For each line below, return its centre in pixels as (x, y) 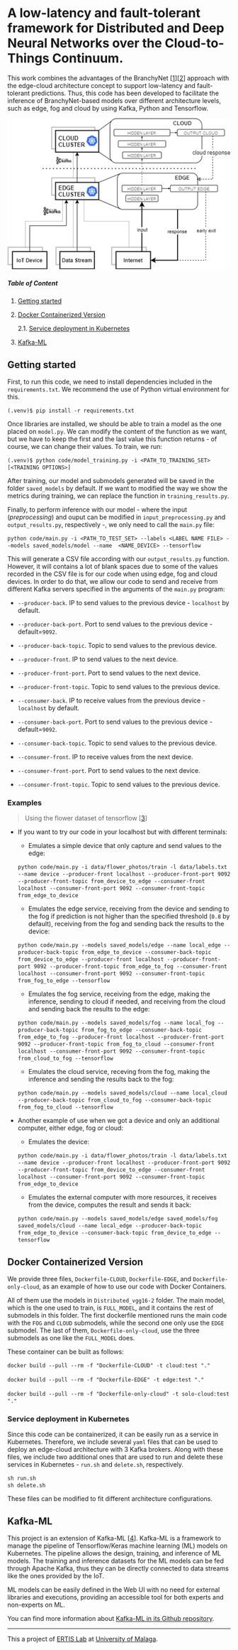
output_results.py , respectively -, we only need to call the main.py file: (111, 524)
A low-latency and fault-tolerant (104, 13)
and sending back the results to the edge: (89, 1009)
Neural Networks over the (85, 43)
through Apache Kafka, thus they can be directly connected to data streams (118, 1568)
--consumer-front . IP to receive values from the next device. (105, 756)
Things (28, 59)
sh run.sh (22, 1479)
